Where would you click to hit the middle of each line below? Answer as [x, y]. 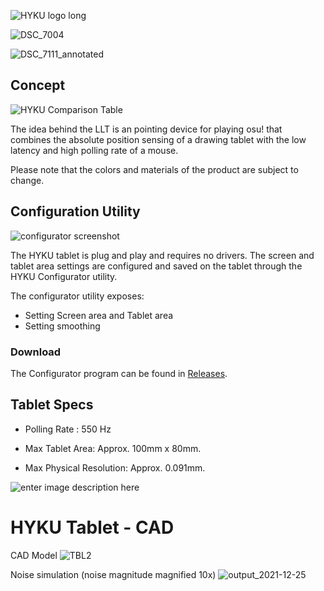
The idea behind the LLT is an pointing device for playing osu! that [146, 129]
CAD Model [34, 555]
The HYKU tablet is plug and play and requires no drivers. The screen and [162, 255]
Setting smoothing [62, 326]
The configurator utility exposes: [77, 296]
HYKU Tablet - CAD [92, 527]
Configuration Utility [75, 211]
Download [36, 352]
